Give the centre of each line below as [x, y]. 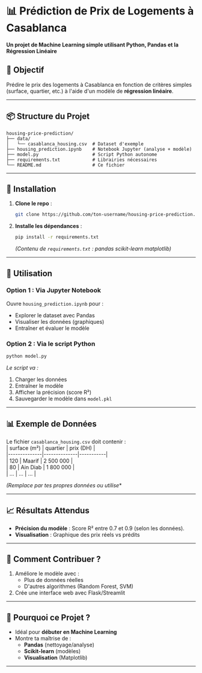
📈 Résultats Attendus [48, 510]
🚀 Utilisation [29, 273]
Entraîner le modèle [39, 385]
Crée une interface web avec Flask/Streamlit [70, 593]
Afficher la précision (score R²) [53, 392]
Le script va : [23, 367]
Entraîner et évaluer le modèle [52, 328]
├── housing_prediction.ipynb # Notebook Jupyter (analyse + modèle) [99, 149]
